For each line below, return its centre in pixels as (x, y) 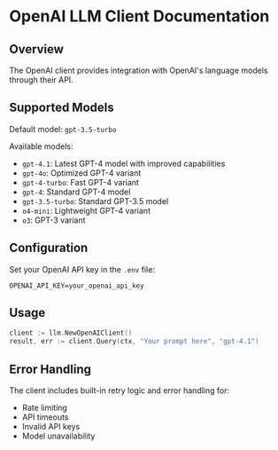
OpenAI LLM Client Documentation (139, 16)
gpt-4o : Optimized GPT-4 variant (81, 173)
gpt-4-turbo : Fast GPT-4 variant (81, 182)
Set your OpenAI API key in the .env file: (82, 269)
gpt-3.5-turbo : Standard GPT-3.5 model (95, 201)
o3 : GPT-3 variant (54, 220)
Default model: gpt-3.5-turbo (63, 129)
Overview (37, 49)
